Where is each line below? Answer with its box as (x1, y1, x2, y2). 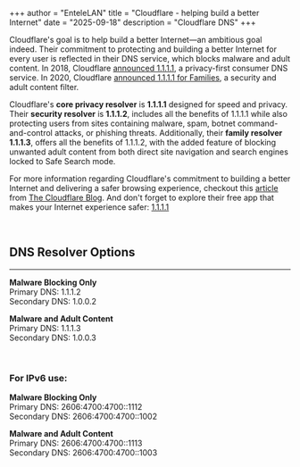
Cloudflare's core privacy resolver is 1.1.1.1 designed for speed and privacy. (9, 99, 288, 110)
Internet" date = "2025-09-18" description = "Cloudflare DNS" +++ (9, 17, 256, 28)
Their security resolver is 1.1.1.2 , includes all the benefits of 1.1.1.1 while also (9, 109, 288, 119)
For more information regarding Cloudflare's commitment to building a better (9, 173, 291, 184)
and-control (9, 128, 54, 138)
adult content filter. (9, 82, 79, 92)
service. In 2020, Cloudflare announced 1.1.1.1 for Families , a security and (9, 72, 277, 83)
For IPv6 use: (9, 371, 68, 384)
